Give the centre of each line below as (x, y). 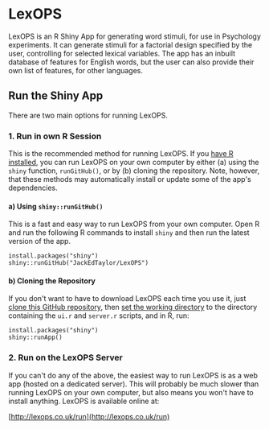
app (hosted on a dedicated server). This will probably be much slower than (134, 384)
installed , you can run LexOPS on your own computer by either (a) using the (134, 163)
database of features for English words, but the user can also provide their (131, 62)
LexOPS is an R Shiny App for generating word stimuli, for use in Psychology (134, 36)
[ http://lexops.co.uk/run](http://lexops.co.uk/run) (89, 416)
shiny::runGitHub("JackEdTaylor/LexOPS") (79, 263)
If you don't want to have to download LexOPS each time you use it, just (127, 299)
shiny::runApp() (35, 338)
